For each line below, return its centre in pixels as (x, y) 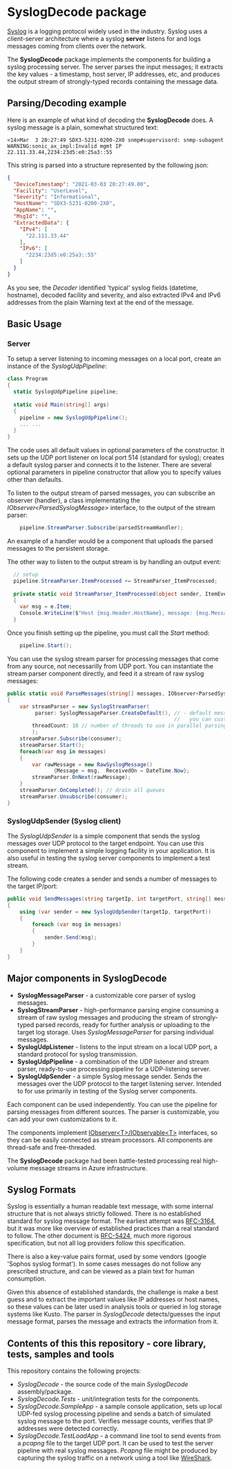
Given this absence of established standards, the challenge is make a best (113, 1292)
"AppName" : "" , (35, 210)
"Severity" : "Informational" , (57, 197)
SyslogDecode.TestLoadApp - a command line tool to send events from (119, 1436)
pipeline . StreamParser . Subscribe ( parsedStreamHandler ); (102, 528)
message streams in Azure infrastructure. (89, 1168)
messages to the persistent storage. (58, 549)
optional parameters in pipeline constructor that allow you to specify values (114, 473)
